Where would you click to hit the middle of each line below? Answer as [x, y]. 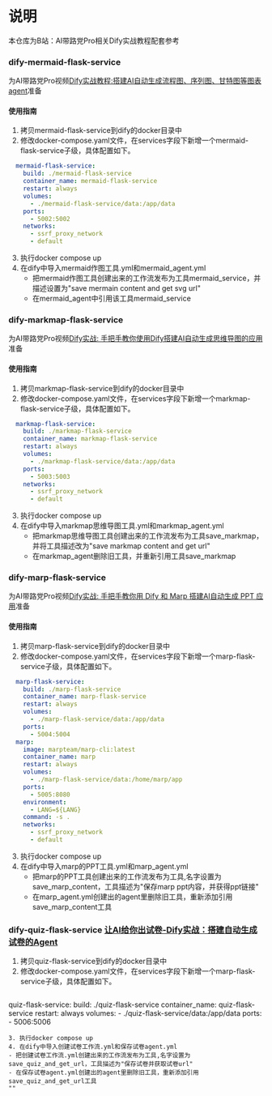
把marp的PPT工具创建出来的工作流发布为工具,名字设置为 [127, 876]
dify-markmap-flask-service [66, 319]
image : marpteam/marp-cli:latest [79, 749]
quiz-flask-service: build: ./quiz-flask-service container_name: [113, 1004]
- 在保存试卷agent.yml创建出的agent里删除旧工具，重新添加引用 [104, 1073]
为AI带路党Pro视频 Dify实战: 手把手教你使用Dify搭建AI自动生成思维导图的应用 [136, 339]
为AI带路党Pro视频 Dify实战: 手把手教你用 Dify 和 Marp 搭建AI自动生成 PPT [132, 596]
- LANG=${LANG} [55, 810]
